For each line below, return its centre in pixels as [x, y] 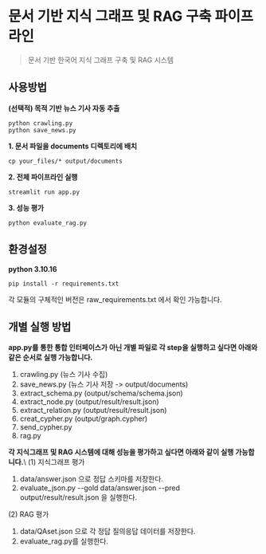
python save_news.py [43, 130]
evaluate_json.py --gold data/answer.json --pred [100, 488]
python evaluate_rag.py [48, 223]
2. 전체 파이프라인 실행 [43, 177]
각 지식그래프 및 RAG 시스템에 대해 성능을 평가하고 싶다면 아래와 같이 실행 [121, 452]
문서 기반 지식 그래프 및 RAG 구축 [110, 16]
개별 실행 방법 [40, 326]
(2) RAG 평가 [29, 514]
